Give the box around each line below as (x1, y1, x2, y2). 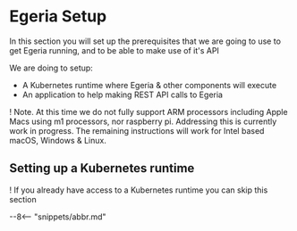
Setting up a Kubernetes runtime (9, 161, 195, 176)
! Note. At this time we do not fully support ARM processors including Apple (9, 106, 288, 117)
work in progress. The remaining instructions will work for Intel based (9, 125, 265, 136)
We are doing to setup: (9, 62, 94, 73)
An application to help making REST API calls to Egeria (21, 89, 224, 100)
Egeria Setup (9, 6, 107, 27)
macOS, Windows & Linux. (9, 135, 107, 145)
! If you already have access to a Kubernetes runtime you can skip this (9, 185, 268, 195)
